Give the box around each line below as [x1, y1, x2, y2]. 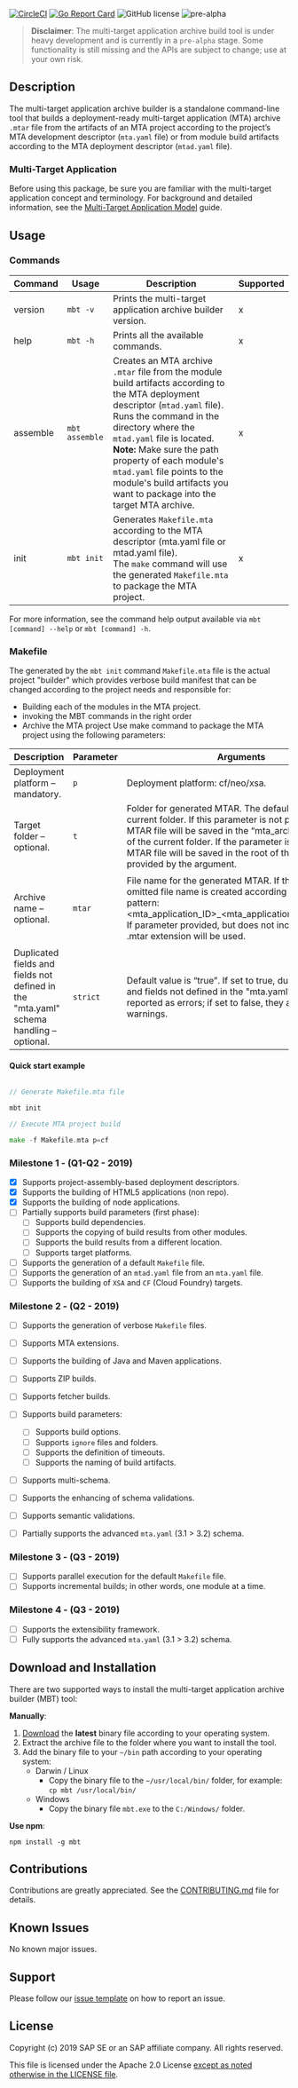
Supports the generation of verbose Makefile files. [21, 1320, 207, 1331]
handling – [13, 1024, 58, 1037]
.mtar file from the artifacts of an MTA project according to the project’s [9, 122, 271, 132]
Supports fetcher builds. [21, 1391, 111, 1402]
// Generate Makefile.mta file [9, 1087, 125, 1096]
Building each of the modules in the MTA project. [21, 701, 201, 712]
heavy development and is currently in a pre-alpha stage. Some [30, 36, 264, 45]
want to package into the [113, 487, 216, 500]
